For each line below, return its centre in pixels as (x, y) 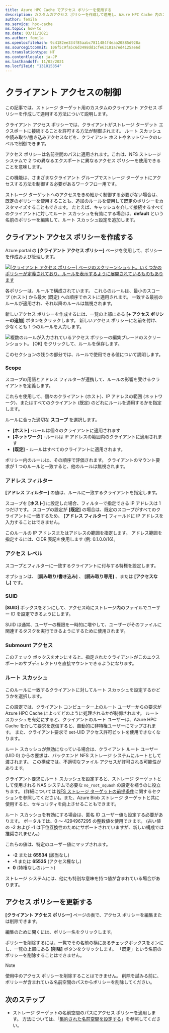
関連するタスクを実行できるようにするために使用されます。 (67, 631)
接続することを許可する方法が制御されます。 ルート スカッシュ (97, 131)
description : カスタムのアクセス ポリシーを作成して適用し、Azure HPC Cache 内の (84, 15)
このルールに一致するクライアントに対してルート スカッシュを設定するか (80, 690)
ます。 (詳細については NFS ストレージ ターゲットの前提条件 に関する (81, 791)
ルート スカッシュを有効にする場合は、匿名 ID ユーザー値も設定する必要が (82, 815)
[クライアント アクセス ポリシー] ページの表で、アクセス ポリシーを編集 (79, 915)
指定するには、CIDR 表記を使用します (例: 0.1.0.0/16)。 (62, 539)
